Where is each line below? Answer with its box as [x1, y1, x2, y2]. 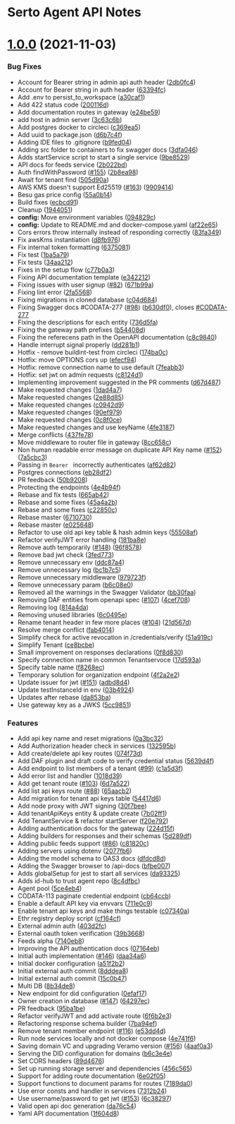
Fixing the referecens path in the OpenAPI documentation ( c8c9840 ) [17, 333, 217, 341]
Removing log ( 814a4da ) [17, 603, 89, 611]
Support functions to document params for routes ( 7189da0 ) [17, 1079, 193, 1087]
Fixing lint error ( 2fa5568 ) [17, 287, 93, 297]
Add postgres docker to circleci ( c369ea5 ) [17, 123, 141, 131]
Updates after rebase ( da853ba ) [17, 693, 111, 701]
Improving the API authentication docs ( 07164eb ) [17, 944, 160, 952]
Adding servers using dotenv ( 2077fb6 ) [17, 847, 132, 855]
